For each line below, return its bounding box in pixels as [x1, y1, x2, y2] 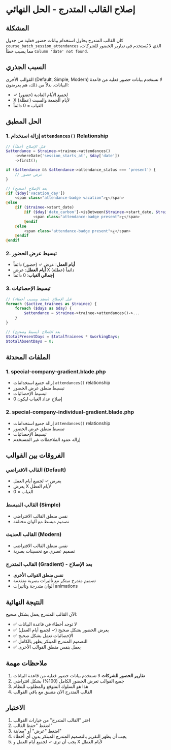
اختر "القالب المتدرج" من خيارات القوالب [13, 717, 90, 723]
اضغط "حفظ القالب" [13, 722, 53, 728]
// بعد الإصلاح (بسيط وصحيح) [6, 329, 60, 334]
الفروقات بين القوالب [6, 451, 65, 460]
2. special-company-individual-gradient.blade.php [6, 408, 134, 415]
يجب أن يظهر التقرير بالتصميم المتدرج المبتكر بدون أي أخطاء [13, 733, 127, 739]
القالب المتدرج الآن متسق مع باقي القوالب [13, 688, 93, 695]
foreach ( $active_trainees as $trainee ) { [6, 301, 97, 306]
